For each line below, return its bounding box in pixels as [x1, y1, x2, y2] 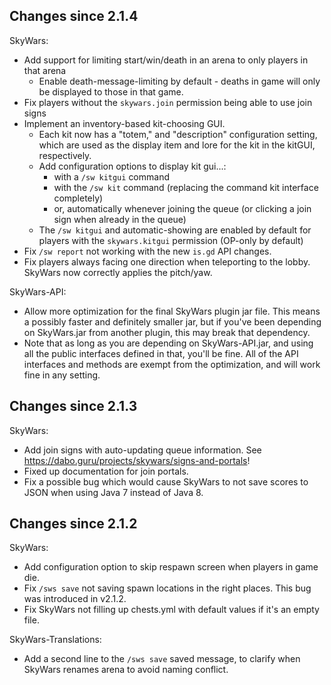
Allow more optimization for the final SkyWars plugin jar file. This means [23, 305, 321, 317]
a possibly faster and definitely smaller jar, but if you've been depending [23, 315, 322, 328]
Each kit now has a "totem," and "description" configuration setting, [38, 128, 318, 140]
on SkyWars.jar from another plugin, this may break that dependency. [23, 326, 311, 338]
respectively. [38, 149, 92, 161]
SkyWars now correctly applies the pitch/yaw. [23, 266, 213, 278]
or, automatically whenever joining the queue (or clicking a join [53, 202, 312, 214]
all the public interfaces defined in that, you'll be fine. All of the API [23, 347, 299, 359]
